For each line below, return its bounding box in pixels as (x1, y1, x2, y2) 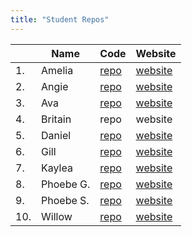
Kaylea (41, 161, 73, 175)
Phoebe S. (41, 193, 90, 207)
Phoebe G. (41, 177, 91, 191)
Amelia (41, 63, 74, 77)
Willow (41, 209, 73, 223)
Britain (41, 112, 72, 126)
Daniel (41, 128, 72, 142)
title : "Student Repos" (10, 14, 110, 25)
